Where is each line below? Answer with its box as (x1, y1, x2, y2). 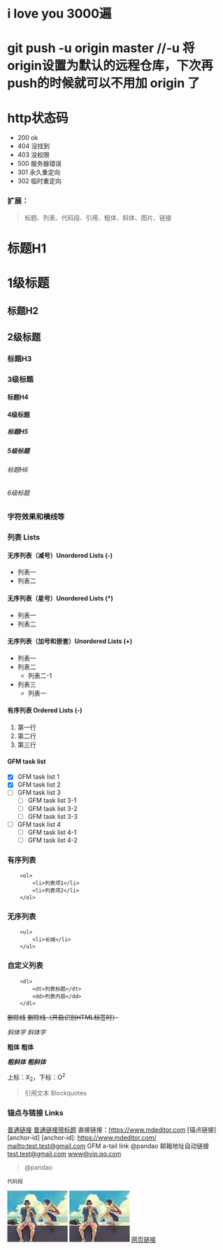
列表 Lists (7, 533, 41, 542)
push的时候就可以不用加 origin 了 (7, 76, 201, 91)
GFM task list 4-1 (27, 828, 77, 836)
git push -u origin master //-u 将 (7, 41, 195, 56)
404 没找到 (17, 142, 50, 150)
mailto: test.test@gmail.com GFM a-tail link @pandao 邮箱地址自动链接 (7, 1142, 210, 1150)
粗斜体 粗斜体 (7, 1058, 46, 1066)
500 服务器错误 (17, 160, 62, 168)
